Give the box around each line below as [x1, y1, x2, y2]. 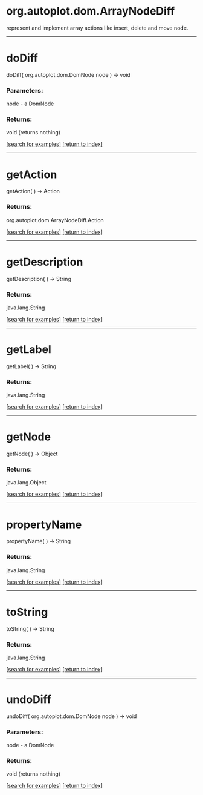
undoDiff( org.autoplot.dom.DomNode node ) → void [6, 713, 137, 720]
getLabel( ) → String [6, 362, 56, 370]
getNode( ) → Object [6, 450, 58, 458]
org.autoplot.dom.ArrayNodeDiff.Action [6, 216, 104, 223]
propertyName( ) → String [6, 538, 71, 545]
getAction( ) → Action [6, 188, 60, 195]
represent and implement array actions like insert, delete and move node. [6, 24, 188, 31]
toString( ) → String [6, 625, 54, 632]
